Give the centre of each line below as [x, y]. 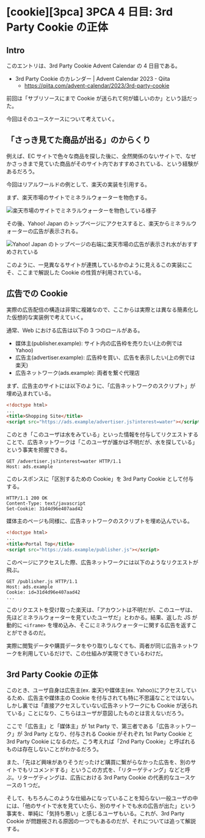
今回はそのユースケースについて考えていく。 [62, 119]
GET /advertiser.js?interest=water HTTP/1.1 [64, 462]
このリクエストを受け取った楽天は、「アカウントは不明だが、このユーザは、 [101, 610]
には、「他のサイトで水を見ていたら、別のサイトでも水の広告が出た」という [101, 806]
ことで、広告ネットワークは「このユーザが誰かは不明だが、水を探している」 [102, 442]
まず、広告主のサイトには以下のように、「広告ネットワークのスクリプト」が [101, 385]
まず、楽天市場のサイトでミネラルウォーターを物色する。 [78, 197]
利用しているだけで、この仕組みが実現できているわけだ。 [94, 653]
